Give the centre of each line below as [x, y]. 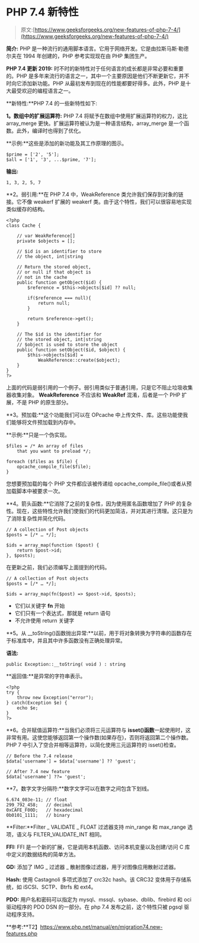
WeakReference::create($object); [79, 360]
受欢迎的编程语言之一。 [45, 91]
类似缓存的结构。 [27, 209]
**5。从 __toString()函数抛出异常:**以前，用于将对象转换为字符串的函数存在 [99, 633]
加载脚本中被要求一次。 [35, 491]
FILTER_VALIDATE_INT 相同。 [69, 834]
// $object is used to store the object [67, 345]
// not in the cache [42, 277]
